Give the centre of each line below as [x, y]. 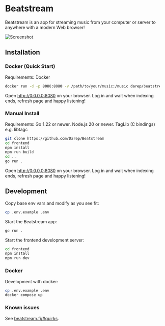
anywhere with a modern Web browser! [45, 27]
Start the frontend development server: [45, 240]
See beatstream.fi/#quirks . [32, 318]
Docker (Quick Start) [30, 66]
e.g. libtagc [16, 129]
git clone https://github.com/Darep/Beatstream [55, 138]
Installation [23, 52]
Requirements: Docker [28, 77]
